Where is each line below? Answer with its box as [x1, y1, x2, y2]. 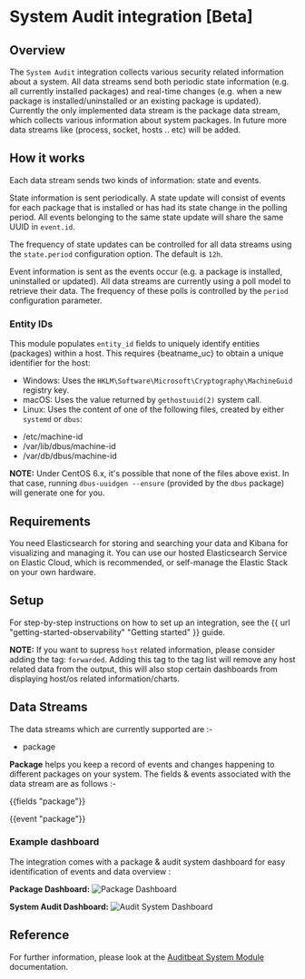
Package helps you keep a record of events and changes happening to [9, 759, 275, 769]
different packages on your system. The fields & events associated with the [9, 769, 291, 779]
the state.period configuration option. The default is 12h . [9, 248, 223, 259]
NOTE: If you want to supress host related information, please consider [9, 644, 275, 655]
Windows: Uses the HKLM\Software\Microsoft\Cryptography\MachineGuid [22, 375, 293, 387]
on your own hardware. [9, 566, 97, 577]
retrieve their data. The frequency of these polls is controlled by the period [9, 285, 289, 296]
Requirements [9, 514, 91, 529]
